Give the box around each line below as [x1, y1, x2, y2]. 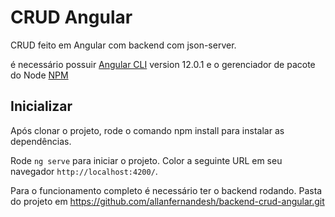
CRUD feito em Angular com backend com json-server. [10, 39, 237, 51]
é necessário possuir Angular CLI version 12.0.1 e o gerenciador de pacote [10, 58, 316, 70]
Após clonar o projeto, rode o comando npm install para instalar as [10, 124, 285, 136]
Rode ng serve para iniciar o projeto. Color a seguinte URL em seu [10, 154, 283, 166]
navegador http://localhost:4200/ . [10, 165, 158, 177]
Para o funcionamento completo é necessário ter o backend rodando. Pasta [10, 184, 323, 196]
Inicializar [10, 98, 73, 115]
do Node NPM [10, 69, 69, 81]
